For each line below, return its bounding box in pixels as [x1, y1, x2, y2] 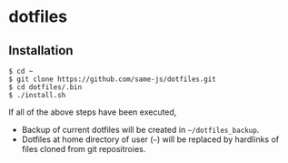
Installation [8, 43, 74, 58]
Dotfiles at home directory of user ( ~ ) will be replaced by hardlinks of [21, 134, 280, 145]
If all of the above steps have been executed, [8, 107, 177, 117]
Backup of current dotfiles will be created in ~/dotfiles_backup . [21, 125, 260, 135]
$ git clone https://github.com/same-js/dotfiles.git [8, 75, 217, 84]
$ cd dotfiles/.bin [8, 83, 83, 92]
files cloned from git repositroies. [21, 144, 146, 154]
